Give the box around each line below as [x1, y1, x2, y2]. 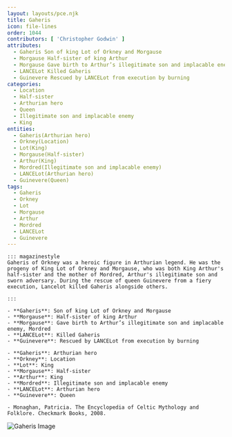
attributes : [7, 42, 41, 49]
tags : [7, 183, 23, 190]
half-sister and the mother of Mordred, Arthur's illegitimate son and [7, 272, 217, 278]
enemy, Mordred [7, 325, 51, 333]
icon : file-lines [7, 23, 57, 30]
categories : [7, 81, 41, 88]
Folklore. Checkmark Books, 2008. [7, 410, 107, 417]
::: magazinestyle [7, 253, 60, 261]
